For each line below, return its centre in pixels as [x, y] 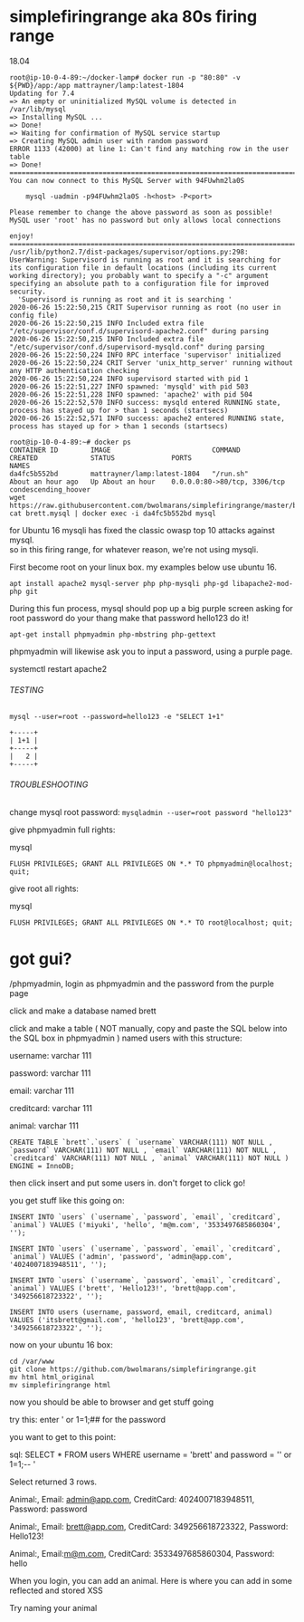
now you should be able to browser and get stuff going [112, 1402]
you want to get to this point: [62, 1437]
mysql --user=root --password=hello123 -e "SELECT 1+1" [117, 717]
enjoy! [22, 236]
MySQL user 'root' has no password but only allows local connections [145, 220]
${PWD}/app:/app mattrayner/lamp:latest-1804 [96, 85]
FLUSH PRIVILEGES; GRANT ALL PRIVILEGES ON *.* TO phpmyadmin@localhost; [152, 864]
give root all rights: [44, 888]
